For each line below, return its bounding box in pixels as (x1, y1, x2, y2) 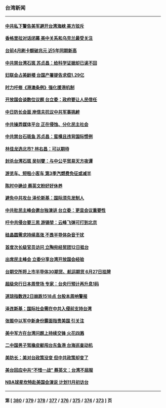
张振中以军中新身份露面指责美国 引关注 (5, 318, 84, 324)
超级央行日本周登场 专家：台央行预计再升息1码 (5, 281, 99, 287)
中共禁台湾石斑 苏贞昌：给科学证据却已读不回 (5, 60, 97, 66)
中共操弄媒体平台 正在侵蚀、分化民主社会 (5, 121, 89, 127)
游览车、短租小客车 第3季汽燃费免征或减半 (5, 170, 91, 177)
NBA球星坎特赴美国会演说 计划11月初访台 (5, 379, 89, 385)
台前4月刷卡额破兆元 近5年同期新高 (5, 48, 77, 54)
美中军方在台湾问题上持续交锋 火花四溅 (5, 330, 84, 336)
